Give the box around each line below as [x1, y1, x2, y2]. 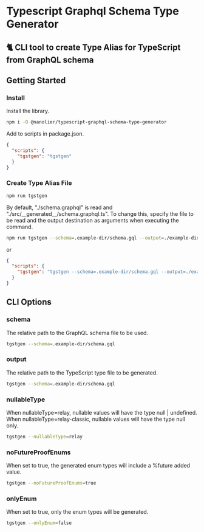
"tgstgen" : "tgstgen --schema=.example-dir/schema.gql [17, 269, 159, 275]
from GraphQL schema [6, 55, 94, 65]
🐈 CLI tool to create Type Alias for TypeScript [6, 42, 181, 52]
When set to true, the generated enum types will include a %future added [6, 462, 190, 469]
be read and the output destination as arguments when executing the [6, 216, 179, 224]
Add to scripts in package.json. [6, 130, 84, 137]
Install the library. [6, 108, 50, 115]
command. [6, 223, 33, 230]
